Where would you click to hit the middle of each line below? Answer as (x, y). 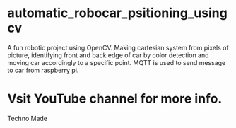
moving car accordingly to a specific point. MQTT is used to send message (117, 62)
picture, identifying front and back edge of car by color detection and (108, 55)
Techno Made (28, 118)
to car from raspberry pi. (43, 70)
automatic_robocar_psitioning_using (117, 13)
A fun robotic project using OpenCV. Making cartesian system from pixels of (118, 47)
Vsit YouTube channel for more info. (115, 99)
